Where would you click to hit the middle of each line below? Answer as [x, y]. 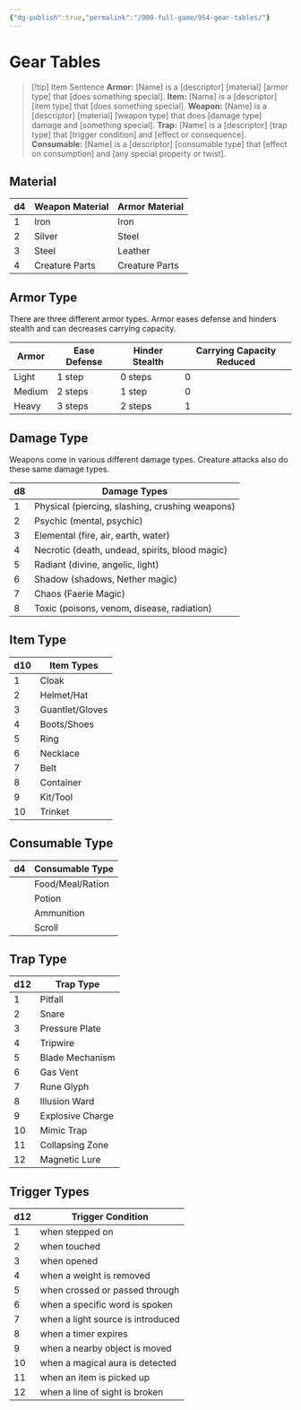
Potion [48, 898]
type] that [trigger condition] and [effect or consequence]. [138, 134]
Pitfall [52, 999]
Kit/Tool [56, 797]
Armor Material [151, 207]
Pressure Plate [70, 1029]
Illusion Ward [67, 1102]
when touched [70, 1247]
